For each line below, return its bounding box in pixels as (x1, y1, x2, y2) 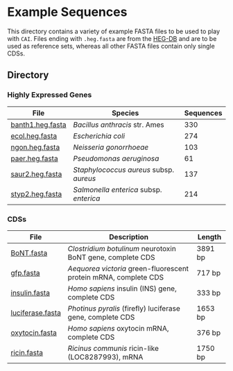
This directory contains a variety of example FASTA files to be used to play (7, 27, 221, 35)
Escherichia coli (73, 131, 126, 141)
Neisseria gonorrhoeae (73, 142, 149, 152)
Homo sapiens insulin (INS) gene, (67, 284, 177, 293)
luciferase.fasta (10, 308, 61, 318)
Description (109, 232, 149, 241)
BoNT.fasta (10, 248, 48, 257)
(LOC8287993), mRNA (67, 352, 144, 361)
